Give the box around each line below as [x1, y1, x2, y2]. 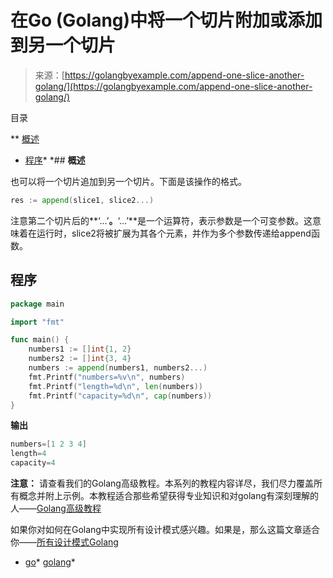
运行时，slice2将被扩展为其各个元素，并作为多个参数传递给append [36, 227, 312, 239]
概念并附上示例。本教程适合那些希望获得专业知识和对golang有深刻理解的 [18, 490, 320, 501]
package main [10, 299, 65, 309]
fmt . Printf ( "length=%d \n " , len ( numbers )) [28, 381, 203, 391]
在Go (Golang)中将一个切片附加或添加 [10, 9, 323, 32]
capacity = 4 [10, 458, 56, 468]
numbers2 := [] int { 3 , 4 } [28, 354, 132, 364]
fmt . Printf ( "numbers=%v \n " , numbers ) [28, 372, 186, 382]
